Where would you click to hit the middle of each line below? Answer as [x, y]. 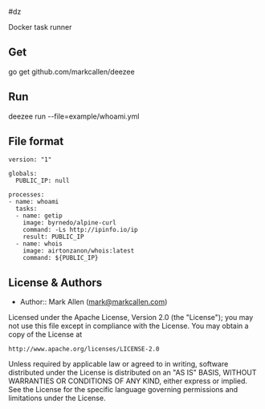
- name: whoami [34, 202]
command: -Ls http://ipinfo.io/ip [80, 230]
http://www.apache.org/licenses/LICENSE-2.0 [84, 349]
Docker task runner [40, 27]
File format [36, 142]
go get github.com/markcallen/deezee [71, 71]
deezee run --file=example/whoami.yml [74, 116]
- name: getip [39, 216]
